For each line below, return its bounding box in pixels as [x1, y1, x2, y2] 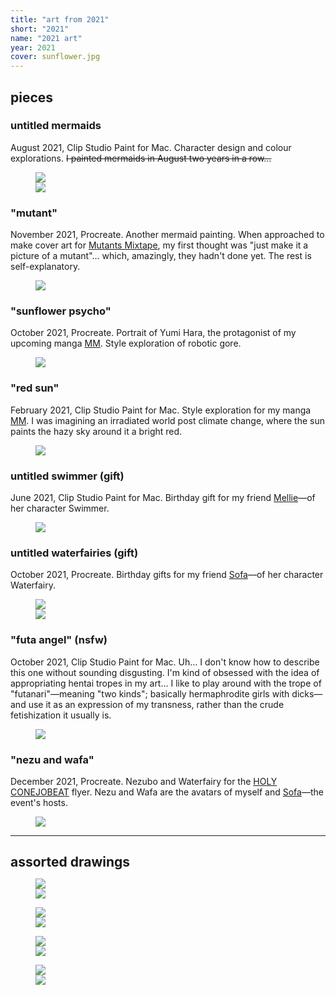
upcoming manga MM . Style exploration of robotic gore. [10, 337, 242, 350]
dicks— [291, 687, 323, 700]
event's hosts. [10, 796, 68, 808]
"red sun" [10, 381, 60, 395]
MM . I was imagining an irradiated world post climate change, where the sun [10, 414, 325, 426]
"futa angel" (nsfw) [10, 633, 108, 647]
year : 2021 [10, 42, 56, 53]
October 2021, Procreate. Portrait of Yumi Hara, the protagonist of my [10, 327, 297, 339]
